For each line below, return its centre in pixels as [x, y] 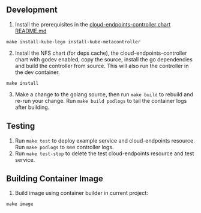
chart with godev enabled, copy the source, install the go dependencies [104, 59]
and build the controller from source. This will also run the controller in [102, 66]
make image [20, 204]
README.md [31, 31]
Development [32, 10]
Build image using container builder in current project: [81, 193]
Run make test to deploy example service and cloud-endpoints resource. [105, 140]
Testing [21, 126]
